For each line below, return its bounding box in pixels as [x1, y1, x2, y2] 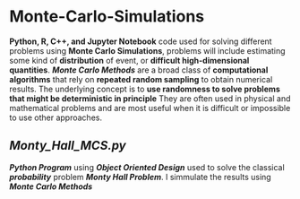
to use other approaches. [9, 112, 103, 123]
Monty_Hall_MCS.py [9, 138, 127, 153]
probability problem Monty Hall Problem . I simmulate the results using [9, 171, 271, 182]
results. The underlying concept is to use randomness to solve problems [9, 83, 280, 94]
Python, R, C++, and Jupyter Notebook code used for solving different [9, 36, 272, 47]
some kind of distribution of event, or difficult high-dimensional [9, 55, 250, 65]
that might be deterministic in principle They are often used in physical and [9, 92, 291, 104]
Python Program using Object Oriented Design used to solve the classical [9, 161, 285, 172]
